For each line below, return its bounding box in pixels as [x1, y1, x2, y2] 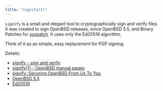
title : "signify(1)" [5, 7, 48, 12]
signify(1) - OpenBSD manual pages [12, 65, 85, 71]
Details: [5, 50, 21, 56]
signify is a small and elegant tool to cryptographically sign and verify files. [5, 21, 159, 27]
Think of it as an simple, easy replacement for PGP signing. [5, 40, 125, 47]
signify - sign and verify [12, 60, 61, 65]
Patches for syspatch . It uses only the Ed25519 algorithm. [5, 31, 122, 37]
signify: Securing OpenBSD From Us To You [12, 70, 101, 76]
